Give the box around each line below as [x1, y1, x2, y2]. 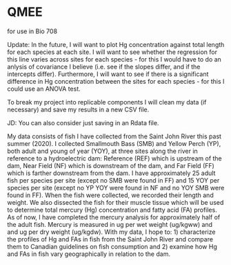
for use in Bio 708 [7, 27, 57, 35]
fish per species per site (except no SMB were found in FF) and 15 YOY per [7, 176, 220, 184]
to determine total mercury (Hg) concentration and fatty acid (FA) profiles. [7, 205, 217, 214]
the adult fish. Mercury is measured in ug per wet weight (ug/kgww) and [7, 220, 212, 228]
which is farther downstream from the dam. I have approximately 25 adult [7, 169, 216, 177]
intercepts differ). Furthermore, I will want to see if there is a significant [7, 70, 209, 78]
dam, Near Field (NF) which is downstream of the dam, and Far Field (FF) [7, 161, 215, 170]
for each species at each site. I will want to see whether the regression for [7, 48, 217, 56]
